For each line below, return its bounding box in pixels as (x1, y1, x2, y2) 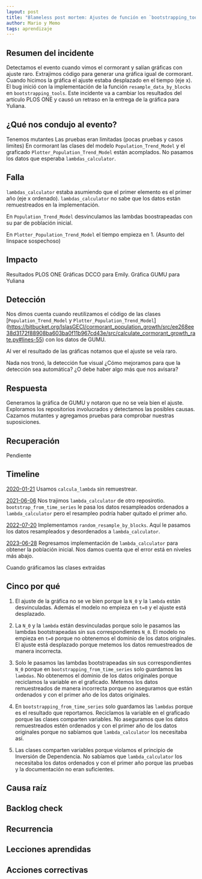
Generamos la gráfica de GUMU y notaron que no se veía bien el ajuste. (6, 399, 185, 406)
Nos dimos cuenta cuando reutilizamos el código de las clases (6, 311, 161, 318)
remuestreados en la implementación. (6, 201, 100, 208)
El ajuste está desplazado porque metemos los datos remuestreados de (14, 641, 193, 648)
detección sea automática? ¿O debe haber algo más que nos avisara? (6, 365, 179, 373)
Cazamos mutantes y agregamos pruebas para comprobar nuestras (6, 412, 174, 419)
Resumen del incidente (6, 48, 94, 58)
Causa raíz (6, 783, 47, 793)
